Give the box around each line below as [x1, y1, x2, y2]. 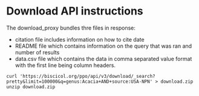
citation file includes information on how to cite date [15, 36, 145, 43]
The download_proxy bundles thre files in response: [6, 24, 136, 31]
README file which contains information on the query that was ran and [15, 42, 192, 50]
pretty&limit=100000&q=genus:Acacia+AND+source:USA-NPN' [6, 78, 153, 85]
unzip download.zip [6, 83, 56, 90]
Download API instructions [6, 4, 143, 18]
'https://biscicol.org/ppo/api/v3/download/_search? [19, 73, 155, 79]
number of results [15, 48, 60, 56]
